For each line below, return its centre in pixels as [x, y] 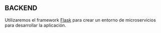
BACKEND [21, 8]
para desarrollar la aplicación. [35, 25]
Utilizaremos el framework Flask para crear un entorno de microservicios [80, 20]
